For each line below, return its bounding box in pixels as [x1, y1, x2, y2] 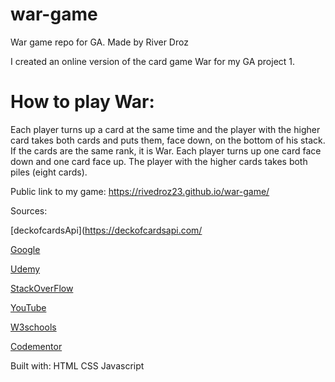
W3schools [10, 321, 57, 333]
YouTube [10, 301, 47, 313]
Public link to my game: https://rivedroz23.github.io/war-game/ [10, 185, 270, 197]
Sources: [10, 204, 48, 217]
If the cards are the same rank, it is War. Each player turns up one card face [10, 144, 322, 157]
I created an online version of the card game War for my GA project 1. [10, 55, 296, 67]
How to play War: [10, 91, 155, 113]
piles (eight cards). [10, 166, 88, 178]
